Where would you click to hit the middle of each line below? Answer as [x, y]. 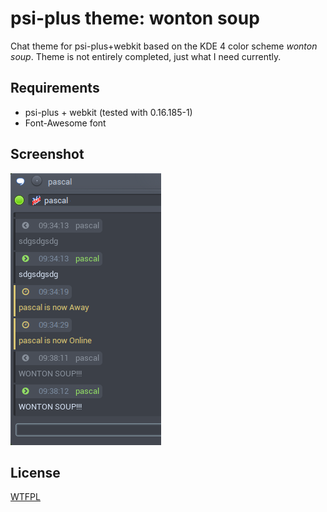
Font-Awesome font [65, 123]
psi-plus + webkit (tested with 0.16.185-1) [108, 112]
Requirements [55, 88]
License [35, 472]
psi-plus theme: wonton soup [135, 18]
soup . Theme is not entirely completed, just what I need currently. [146, 56]
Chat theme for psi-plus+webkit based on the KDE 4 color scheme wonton [164, 46]
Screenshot [47, 154]
